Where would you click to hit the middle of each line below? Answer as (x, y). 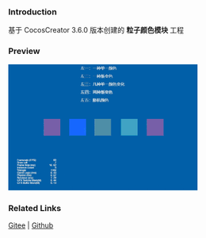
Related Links (35, 208)
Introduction (32, 12)
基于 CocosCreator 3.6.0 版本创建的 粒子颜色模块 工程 (96, 30)
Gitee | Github (31, 225)
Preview (24, 52)
